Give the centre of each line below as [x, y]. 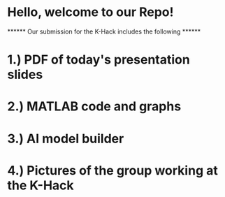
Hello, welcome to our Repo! [90, 12]
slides [25, 75]
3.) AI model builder [66, 139]
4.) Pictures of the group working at [112, 170]
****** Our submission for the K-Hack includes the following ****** [104, 31]
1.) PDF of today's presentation [99, 60]
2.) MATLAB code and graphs [94, 107]
